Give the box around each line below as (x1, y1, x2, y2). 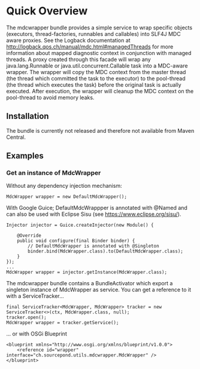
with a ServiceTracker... (6, 292, 64, 300)
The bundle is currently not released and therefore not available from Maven (6, 127, 195, 134)
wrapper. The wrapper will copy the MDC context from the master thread (6, 68, 186, 75)
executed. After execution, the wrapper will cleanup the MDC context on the (6, 87, 194, 94)
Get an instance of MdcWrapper (6, 169, 101, 177)
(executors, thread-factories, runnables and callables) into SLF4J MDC (6, 30, 181, 37)
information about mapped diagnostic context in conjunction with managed (6, 49, 192, 56)
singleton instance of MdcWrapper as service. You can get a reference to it (6, 286, 192, 294)
